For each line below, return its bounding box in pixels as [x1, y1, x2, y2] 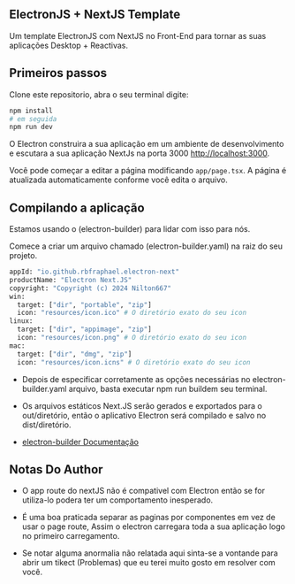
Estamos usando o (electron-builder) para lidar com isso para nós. [9, 224, 251, 234]
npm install [9, 106, 53, 115]
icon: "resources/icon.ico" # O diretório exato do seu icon [17, 309, 247, 318]
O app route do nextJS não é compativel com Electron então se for [21, 486, 265, 496]
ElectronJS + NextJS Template [9, 7, 181, 22]
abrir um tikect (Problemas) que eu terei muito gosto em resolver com [21, 557, 276, 568]
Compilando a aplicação [9, 200, 145, 215]
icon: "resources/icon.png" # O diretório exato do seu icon [17, 334, 247, 342]
